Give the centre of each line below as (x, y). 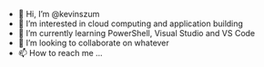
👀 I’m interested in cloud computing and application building (131, 24)
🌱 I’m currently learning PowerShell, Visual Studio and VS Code (137, 33)
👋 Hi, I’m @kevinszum (59, 14)
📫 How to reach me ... (60, 53)
